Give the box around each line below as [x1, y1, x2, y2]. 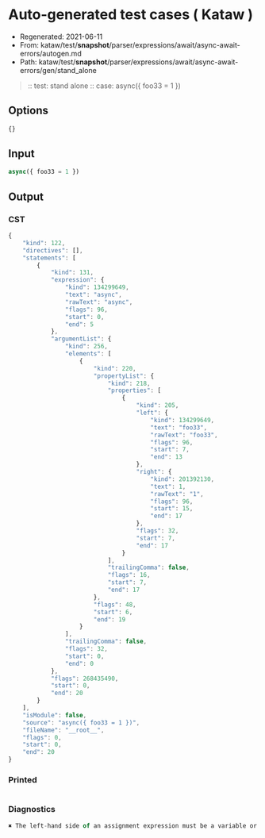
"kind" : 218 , [107, 379, 151, 387]
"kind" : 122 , [22, 239, 66, 247]
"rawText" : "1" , [150, 490, 204, 498]
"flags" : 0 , [22, 733, 62, 741]
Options [8, 104, 49, 117]
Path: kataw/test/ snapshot [19, 57, 108, 67]
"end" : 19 [93, 615, 126, 624]
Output [8, 190, 44, 203]
